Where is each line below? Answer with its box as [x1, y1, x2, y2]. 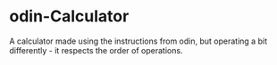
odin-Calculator [9, 6, 130, 27]
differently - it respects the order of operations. [9, 45, 183, 55]
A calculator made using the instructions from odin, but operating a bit [9, 36, 268, 46]
